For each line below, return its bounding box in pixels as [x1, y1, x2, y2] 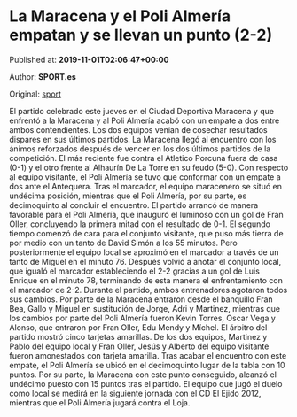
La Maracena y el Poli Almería [9, 6, 231, 27]
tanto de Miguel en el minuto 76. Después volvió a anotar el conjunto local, [9, 256, 282, 266]
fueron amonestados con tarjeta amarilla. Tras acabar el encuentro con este [9, 350, 287, 360]
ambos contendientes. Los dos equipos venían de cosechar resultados [9, 124, 268, 135]
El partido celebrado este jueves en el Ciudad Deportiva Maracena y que [9, 105, 275, 116]
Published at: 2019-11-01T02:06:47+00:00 [9, 54, 169, 65]
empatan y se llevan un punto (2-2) [9, 25, 273, 45]
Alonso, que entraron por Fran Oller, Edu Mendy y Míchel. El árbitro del [9, 321, 268, 333]
